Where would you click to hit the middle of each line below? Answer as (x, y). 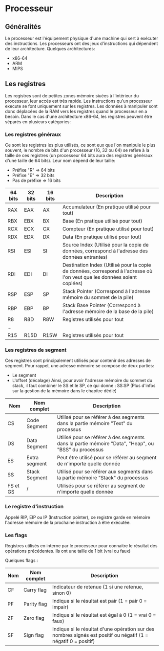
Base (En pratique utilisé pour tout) (102, 221)
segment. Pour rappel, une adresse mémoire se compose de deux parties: (80, 366)
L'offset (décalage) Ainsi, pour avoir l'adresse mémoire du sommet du (82, 381)
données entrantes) (85, 257)
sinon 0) (62, 593)
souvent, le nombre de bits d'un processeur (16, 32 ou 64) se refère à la (77, 150)
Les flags (16, 535)
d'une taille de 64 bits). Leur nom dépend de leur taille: (60, 161)
